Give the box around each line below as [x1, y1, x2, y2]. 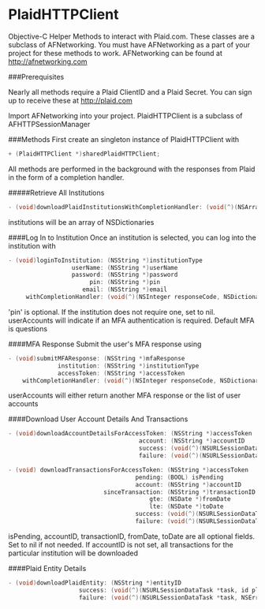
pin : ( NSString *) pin [89, 278, 160, 286]
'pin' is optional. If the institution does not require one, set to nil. [8, 307, 215, 316]
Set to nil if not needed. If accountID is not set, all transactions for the [8, 540, 234, 549]
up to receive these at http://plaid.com [8, 95, 132, 105]
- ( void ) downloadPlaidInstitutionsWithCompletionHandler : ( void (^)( [8, 203, 238, 211]
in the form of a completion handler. [8, 172, 125, 182]
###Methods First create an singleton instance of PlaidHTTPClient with [8, 134, 240, 144]
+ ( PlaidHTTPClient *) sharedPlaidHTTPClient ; [8, 150, 160, 158]
